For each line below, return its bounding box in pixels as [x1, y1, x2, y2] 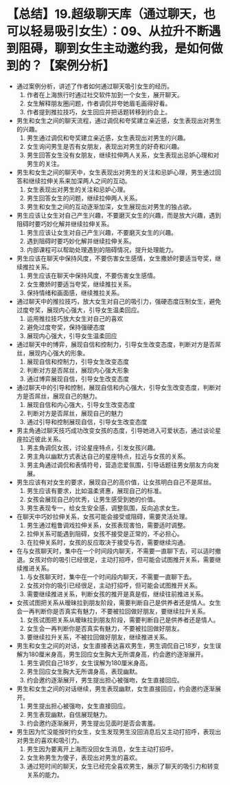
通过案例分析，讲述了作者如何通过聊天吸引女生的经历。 [16, 82, 173, 90]
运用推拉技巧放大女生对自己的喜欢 [26, 314, 124, 322]
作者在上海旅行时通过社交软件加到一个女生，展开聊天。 [26, 90, 183, 98]
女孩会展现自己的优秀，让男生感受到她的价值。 [26, 495, 159, 503]
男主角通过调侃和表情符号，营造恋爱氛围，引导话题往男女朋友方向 [26, 461, 214, 469]
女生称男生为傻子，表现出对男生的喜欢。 [26, 753, 141, 762]
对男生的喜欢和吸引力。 [16, 736, 83, 744]
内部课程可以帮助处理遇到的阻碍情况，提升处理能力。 [26, 245, 178, 253]
